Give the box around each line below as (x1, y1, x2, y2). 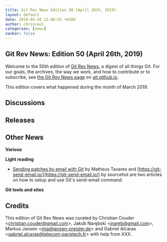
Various (5, 147, 22, 153)
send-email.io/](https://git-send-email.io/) (12, 171, 100, 178)
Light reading (5, 156, 34, 162)
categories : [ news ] (5, 26, 47, 31)
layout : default (5, 12, 39, 17)
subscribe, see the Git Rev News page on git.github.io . (5, 74, 119, 80)
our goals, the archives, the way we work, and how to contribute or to (5, 68, 150, 75)
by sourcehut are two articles (101, 171, 162, 178)
